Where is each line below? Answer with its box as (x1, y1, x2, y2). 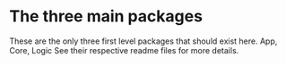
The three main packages (9, 6, 204, 27)
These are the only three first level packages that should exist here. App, (9, 36, 278, 46)
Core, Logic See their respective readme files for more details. (9, 45, 239, 55)
